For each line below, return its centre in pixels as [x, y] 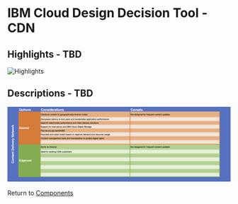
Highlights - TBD [45, 54]
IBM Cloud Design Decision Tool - [107, 13]
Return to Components [40, 193]
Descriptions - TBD [50, 93]
